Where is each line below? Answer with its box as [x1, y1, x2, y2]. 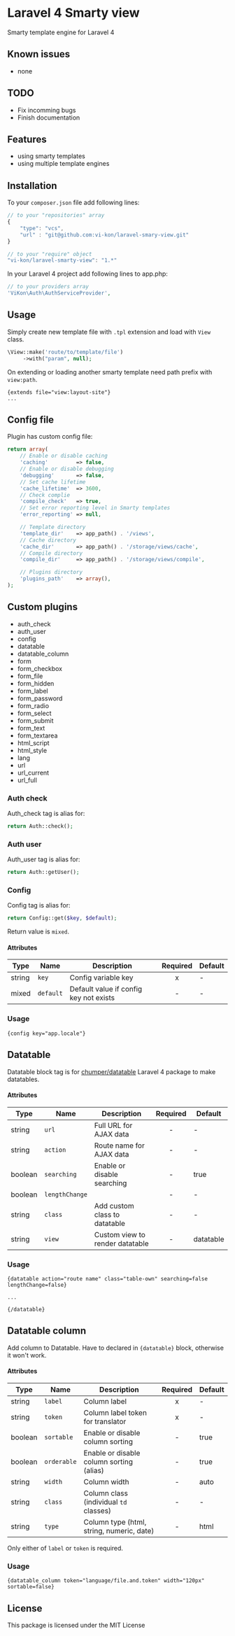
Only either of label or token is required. [7, 1544, 124, 1553]
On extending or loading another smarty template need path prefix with [7, 367, 213, 376]
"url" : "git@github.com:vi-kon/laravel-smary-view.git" [20, 231, 190, 239]
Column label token [83, 1408, 147, 1418]
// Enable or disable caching [20, 453, 108, 460]
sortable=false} [7, 1584, 55, 1591]
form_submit [17, 716, 54, 725]
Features [7, 133, 47, 145]
